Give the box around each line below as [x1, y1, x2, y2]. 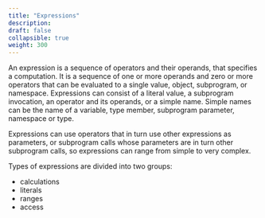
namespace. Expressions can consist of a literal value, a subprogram [8, 88, 234, 98]
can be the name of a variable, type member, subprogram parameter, [8, 105, 235, 115]
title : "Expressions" [8, 11, 80, 20]
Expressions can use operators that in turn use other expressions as [8, 129, 232, 139]
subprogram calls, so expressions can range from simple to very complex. [8, 146, 251, 156]
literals [19, 185, 42, 195]
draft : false [8, 26, 52, 34]
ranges [19, 194, 44, 204]
